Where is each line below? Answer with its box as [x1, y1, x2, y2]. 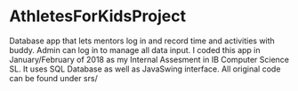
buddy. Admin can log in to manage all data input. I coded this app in [9, 44, 261, 55]
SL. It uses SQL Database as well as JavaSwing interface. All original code [9, 64, 281, 74]
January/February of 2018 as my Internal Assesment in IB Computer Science [9, 54, 290, 64]
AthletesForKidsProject [9, 6, 187, 27]
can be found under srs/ [9, 72, 98, 83]
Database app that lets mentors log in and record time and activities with [9, 35, 276, 46]
